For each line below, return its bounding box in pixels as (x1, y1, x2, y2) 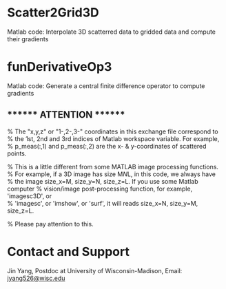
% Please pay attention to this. (7, 220, 94, 228)
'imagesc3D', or (7, 191, 52, 200)
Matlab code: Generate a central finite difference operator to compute (7, 81, 205, 90)
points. (7, 149, 27, 158)
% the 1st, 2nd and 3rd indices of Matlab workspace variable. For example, (7, 134, 220, 142)
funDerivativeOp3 (7, 59, 112, 75)
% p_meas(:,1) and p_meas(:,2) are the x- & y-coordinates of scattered (7, 142, 207, 150)
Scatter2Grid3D (7, 5, 100, 21)
